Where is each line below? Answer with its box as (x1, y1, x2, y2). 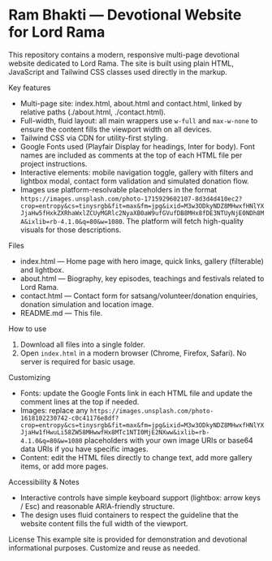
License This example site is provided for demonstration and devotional (8, 534, 248, 544)
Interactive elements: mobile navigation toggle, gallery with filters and (19, 167, 253, 177)
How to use (8, 323, 47, 334)
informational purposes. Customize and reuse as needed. (8, 542, 201, 553)
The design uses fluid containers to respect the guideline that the (19, 510, 239, 520)
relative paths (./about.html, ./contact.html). (19, 107, 166, 117)
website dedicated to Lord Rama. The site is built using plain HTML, (8, 58, 234, 68)
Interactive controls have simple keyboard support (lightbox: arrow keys (19, 493, 261, 503)
